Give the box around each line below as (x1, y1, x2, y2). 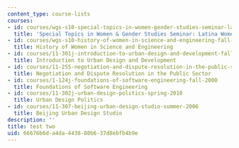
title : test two (7, 122, 55, 130)
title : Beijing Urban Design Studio (14, 110, 122, 117)
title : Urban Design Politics (14, 97, 103, 104)
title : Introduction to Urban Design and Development (14, 57, 176, 64)
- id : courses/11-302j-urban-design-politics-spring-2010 (7, 90, 183, 97)
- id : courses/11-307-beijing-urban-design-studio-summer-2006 (7, 103, 199, 110)
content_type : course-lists (7, 10, 91, 18)
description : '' (7, 116, 55, 123)
